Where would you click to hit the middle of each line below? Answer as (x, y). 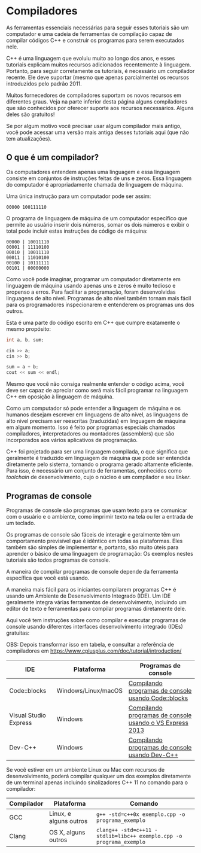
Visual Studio (28, 715)
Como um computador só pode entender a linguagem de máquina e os (94, 409)
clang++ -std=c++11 (124, 830)
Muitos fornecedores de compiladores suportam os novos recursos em (94, 95)
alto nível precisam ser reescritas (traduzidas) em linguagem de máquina (96, 421)
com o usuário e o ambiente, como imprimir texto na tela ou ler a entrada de (100, 516)
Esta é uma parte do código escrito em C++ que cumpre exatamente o (93, 322)
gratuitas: (18, 633)
